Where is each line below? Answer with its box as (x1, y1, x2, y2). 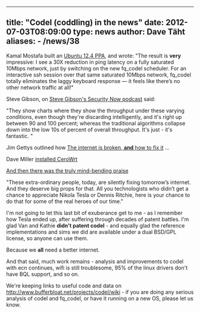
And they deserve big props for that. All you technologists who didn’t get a (6, 185, 189, 192)
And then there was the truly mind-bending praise (6, 167, 129, 174)
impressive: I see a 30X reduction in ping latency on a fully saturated (6, 58, 174, 66)
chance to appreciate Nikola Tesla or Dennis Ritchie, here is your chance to (6, 191, 190, 198)
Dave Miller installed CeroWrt (6, 155, 78, 162)
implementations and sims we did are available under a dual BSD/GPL (6, 228, 177, 235)
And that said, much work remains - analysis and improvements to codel (6, 257, 183, 265)
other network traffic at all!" (6, 84, 74, 91)
